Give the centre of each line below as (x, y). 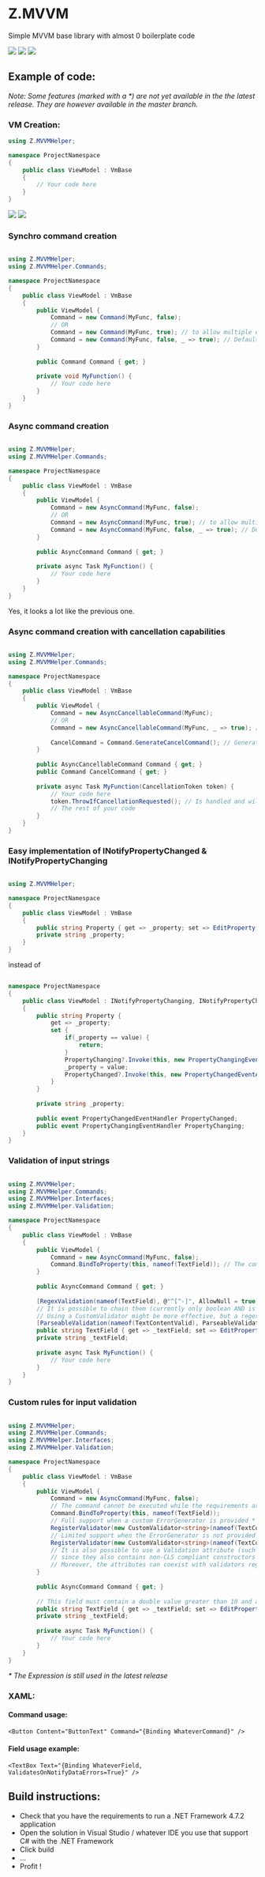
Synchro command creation (63, 236)
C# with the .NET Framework (67, 1841)
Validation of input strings (59, 1161)
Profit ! (30, 1866)
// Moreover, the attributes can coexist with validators (147, 1565)
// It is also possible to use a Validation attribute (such (153, 1550)
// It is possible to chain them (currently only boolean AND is (146, 1309)
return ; (91, 1045)
